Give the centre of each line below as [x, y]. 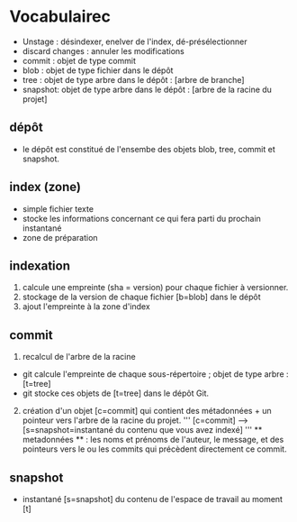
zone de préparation [60, 237]
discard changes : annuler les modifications [103, 50]
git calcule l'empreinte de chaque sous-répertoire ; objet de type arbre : [156, 374]
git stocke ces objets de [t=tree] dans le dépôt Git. [116, 393]
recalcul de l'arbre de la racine [79, 357]
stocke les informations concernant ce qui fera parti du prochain [141, 218]
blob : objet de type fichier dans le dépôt [98, 70]
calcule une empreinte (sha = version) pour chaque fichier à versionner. [155, 288]
